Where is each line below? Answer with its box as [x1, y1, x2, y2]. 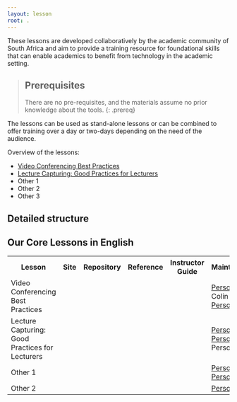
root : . [7, 17, 30, 24]
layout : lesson [7, 10, 52, 18]
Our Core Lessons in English [7, 236, 134, 248]
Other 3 [17, 192, 40, 200]
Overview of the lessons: [7, 148, 80, 156]
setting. [7, 59, 30, 67]
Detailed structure [7, 212, 90, 224]
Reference [128, 262, 164, 272]
